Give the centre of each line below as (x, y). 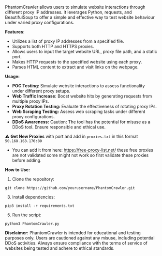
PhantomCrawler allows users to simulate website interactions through (75, 7)
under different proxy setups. (41, 91)
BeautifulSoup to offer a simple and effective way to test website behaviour (80, 17)
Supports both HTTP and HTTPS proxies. (53, 46)
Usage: (13, 76)
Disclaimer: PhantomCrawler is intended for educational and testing (73, 233)
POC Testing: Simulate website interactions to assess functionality (78, 86)
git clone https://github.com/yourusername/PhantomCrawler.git (70, 188)
